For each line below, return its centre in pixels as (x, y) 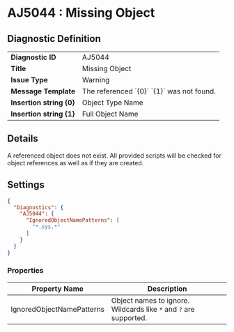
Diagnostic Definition (54, 39)
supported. (129, 317)
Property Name (57, 289)
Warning (96, 80)
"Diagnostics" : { (39, 207)
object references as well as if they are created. (76, 163)
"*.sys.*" (46, 227)
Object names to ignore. (150, 300)
